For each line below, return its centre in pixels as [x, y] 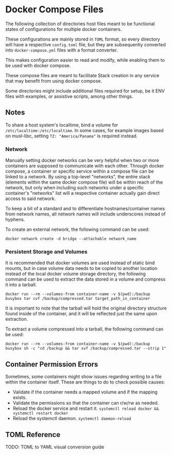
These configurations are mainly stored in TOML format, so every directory [83, 39]
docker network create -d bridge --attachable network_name [71, 239]
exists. [20, 397]
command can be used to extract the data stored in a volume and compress [85, 279]
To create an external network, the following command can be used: [78, 229]
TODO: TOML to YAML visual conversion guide [55, 447]
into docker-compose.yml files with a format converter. [62, 50]
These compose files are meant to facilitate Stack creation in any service [82, 75]
